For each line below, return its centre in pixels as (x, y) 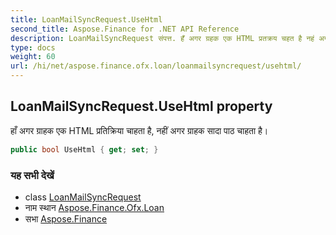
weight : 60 (33, 57)
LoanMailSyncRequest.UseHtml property (141, 106)
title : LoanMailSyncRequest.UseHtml (86, 19)
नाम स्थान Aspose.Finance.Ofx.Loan (94, 207)
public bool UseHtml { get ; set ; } (84, 149)
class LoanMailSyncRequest (83, 197)
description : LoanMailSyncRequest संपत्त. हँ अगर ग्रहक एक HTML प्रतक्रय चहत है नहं (162, 38)
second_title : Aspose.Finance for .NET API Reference (125, 29)
